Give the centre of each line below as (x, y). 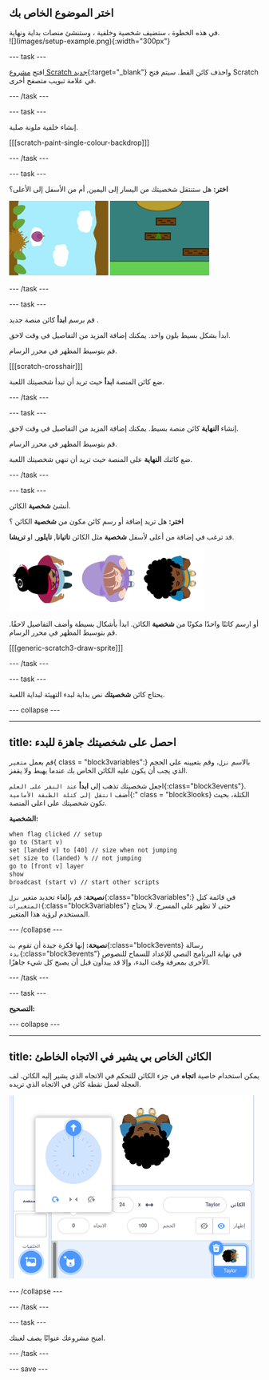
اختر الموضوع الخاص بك (61, 13)
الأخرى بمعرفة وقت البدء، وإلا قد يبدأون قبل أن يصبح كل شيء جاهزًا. (110, 962)
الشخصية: (24, 818)
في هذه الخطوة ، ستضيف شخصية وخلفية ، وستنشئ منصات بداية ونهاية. (115, 32)
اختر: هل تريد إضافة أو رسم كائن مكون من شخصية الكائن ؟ (97, 521)
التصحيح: (22, 1009)
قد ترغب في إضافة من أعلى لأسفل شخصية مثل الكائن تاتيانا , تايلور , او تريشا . (122, 536)
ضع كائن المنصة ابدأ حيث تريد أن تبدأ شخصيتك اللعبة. (87, 381)
